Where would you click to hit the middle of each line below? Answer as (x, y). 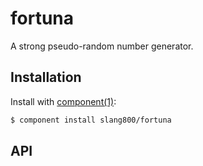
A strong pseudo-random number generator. (102, 46)
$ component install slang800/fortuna (91, 120)
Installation (46, 77)
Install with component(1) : (63, 101)
